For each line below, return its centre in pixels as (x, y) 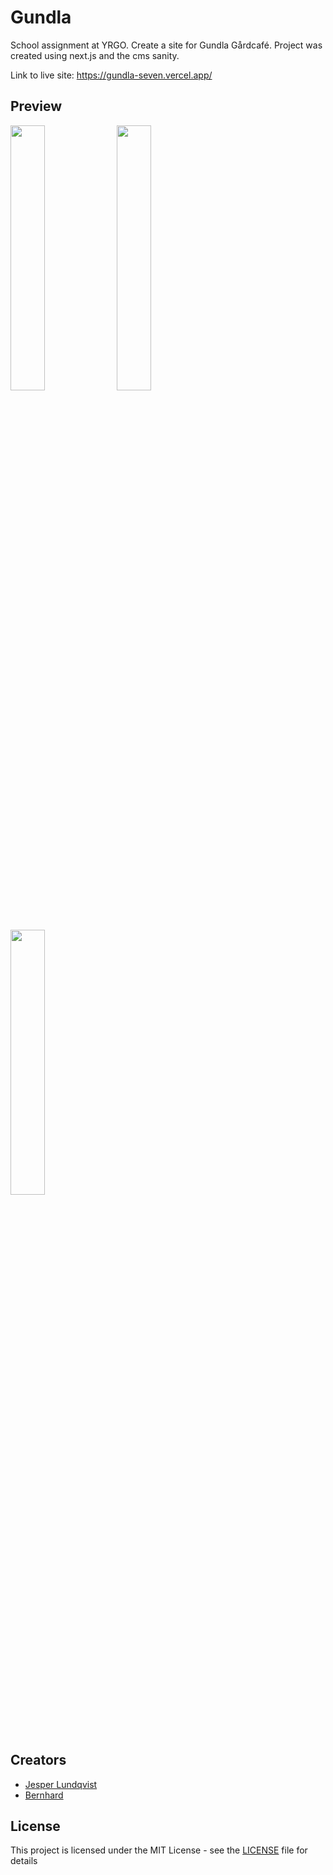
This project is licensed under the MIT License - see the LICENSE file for (159, 1850)
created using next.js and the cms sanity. (95, 55)
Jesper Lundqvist (61, 1784)
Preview (36, 106)
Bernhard (44, 1795)
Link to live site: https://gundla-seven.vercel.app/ (111, 75)
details (24, 1861)
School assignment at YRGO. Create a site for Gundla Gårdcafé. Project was (166, 45)
